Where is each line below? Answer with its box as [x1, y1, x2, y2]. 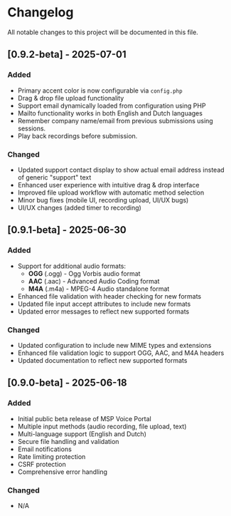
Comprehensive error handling [17, 468, 108, 476]
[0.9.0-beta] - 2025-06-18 [7, 377, 127, 389]
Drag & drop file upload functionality [17, 93, 124, 102]
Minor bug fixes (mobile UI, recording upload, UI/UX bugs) [17, 195, 189, 204]
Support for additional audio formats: [17, 262, 127, 270]
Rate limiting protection [17, 452, 86, 460]
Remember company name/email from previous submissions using [17, 116, 213, 125]
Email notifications [17, 445, 72, 453]
